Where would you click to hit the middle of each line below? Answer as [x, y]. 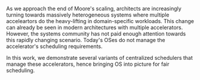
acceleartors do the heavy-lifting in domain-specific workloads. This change [100, 21]
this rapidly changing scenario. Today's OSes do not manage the [86, 40]
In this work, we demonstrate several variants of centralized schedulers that [99, 58]
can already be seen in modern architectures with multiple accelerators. [95, 27]
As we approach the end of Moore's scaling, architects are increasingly [94, 9]
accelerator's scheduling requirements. [54, 46]
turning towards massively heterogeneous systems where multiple [88, 15]
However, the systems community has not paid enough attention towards [96, 34]
